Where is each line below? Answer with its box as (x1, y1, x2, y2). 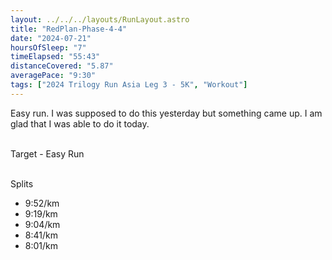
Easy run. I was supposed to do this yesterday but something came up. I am (10, 107, 323, 119)
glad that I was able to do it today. (10, 117, 150, 130)
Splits (10, 177, 34, 190)
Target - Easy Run (10, 147, 85, 160)
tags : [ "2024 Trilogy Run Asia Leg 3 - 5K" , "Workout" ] (10, 80, 248, 90)
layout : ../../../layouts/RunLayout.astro (10, 14, 190, 25)
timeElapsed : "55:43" (10, 52, 101, 62)
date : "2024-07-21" (10, 33, 92, 43)
